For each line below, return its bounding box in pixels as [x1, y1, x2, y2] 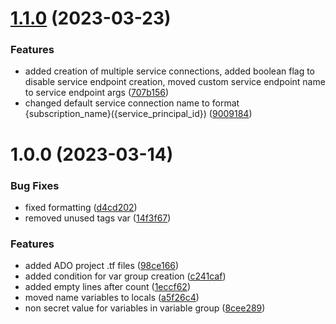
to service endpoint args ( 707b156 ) [24, 87, 170, 99]
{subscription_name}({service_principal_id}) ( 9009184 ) [24, 108, 253, 120]
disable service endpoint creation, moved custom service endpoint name [24, 76, 326, 88]
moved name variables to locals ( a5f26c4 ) [24, 292, 200, 304]
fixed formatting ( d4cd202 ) [24, 201, 138, 213]
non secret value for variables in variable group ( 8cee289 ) [24, 302, 266, 314]
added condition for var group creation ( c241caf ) [24, 270, 227, 282]
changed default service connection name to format [24, 97, 240, 109]
